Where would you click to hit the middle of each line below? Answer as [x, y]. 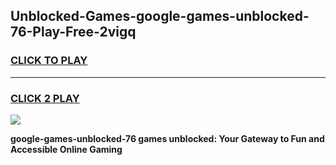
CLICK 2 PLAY [45, 98]
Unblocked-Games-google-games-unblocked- [160, 16]
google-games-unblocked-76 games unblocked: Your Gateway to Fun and [167, 138]
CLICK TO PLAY [49, 61]
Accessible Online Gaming [66, 149]
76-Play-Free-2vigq [73, 32]
